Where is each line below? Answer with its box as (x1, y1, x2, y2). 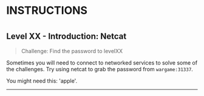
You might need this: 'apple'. (6, 77, 78, 85)
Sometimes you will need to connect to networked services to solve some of (6, 59, 198, 66)
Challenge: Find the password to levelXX (21, 47, 123, 54)
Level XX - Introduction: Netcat (6, 31, 127, 42)
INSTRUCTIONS (6, 4, 88, 18)
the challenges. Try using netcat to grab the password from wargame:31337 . (6, 65, 193, 72)
